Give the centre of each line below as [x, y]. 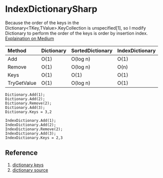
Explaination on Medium [30, 38]
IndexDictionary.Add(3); [31, 133]
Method [17, 50]
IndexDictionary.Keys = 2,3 [34, 138]
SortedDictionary [92, 50]
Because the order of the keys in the [42, 23]
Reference [21, 153]
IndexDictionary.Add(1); [31, 120]
